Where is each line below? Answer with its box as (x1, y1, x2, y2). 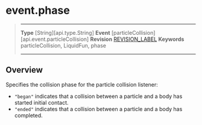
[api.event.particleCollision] (20, 35, 89, 43)
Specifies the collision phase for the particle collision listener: (5, 81, 158, 88)
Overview (5, 65, 43, 75)
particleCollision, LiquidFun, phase (20, 41, 107, 49)
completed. (14, 112, 43, 119)
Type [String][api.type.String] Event (20, 29, 110, 36)
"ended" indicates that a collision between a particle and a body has (14, 105, 183, 112)
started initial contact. (14, 99, 69, 106)
